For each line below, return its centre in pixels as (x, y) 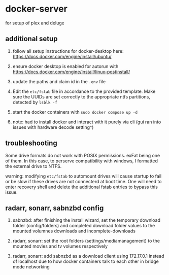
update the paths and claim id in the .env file (59, 81)
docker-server (36, 9)
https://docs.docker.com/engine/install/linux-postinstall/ (71, 72)
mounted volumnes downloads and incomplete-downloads (74, 231)
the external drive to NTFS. (33, 166)
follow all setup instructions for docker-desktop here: (68, 51)
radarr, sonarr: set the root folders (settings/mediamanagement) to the (86, 241)
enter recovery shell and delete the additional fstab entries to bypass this (82, 187)
